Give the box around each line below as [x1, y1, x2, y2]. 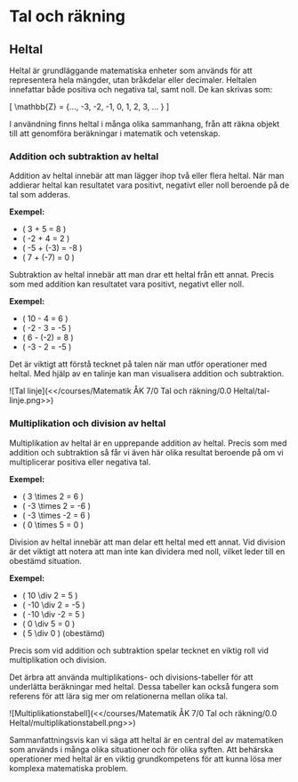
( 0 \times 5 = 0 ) [21, 519, 85, 530]
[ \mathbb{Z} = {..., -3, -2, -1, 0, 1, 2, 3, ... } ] [9, 101, 170, 112]
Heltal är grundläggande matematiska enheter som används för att [9, 65, 253, 76]
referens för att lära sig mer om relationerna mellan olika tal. [9, 690, 229, 701]
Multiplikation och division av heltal [9, 417, 166, 430]
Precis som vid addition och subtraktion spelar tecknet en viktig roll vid [9, 645, 270, 656]
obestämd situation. [9, 555, 82, 566]
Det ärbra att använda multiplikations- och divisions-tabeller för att [9, 672, 254, 682]
